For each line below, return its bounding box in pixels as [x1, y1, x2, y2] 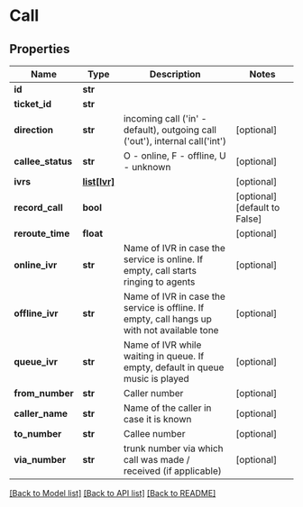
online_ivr [14, 258, 58, 271]
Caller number [123, 387, 184, 399]
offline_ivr [14, 307, 59, 320]
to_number [14, 428, 62, 439]
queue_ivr [14, 356, 59, 367]
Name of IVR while [123, 339, 202, 351]
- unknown [123, 161, 171, 173]
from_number [14, 387, 74, 399]
